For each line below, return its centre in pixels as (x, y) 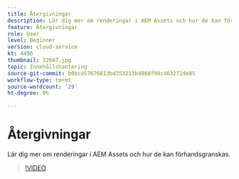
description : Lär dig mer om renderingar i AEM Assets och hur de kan (114, 21)
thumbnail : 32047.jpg (39, 60)
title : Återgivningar (39, 14)
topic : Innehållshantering (47, 67)
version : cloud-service (43, 47)
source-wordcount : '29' (43, 87)
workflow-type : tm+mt (39, 80)
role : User (23, 34)
